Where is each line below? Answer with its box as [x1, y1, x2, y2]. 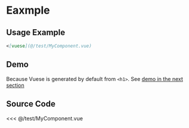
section [6, 82, 25, 89]
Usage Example [6, 27, 66, 38]
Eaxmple [6, 4, 50, 17]
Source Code [6, 99, 55, 109]
